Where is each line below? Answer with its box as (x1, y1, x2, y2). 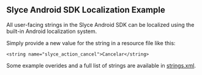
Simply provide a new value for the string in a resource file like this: (6, 39, 176, 46)
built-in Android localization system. (6, 27, 97, 35)
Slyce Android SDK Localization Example (6, 5, 165, 15)
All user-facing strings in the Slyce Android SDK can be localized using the (6, 21, 195, 28)
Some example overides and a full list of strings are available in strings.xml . (6, 62, 196, 69)
